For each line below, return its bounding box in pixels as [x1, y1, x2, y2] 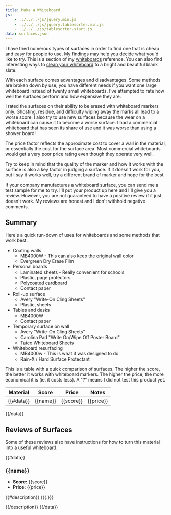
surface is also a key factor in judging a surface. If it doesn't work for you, [5, 167, 161, 172]
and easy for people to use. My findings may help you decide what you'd [5, 51, 159, 57]
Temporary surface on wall [12, 323, 70, 329]
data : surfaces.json [5, 31, 50, 36]
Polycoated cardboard [20, 280, 67, 286]
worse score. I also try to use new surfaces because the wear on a [5, 114, 145, 120]
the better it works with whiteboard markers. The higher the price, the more [5, 371, 164, 377]
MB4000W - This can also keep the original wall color [20, 253, 134, 259]
